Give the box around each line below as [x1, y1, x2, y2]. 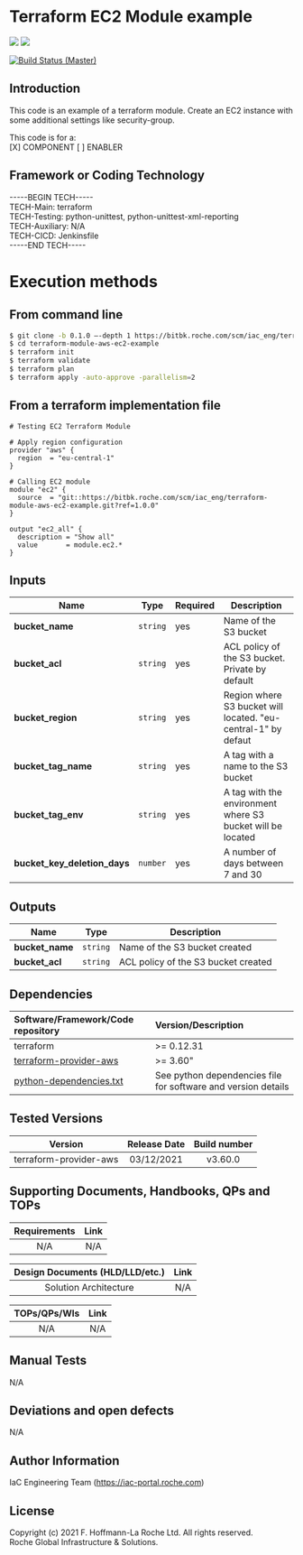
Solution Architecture [44, 1281, 134, 1293]
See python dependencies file [154, 1069, 282, 1082]
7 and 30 [223, 868, 262, 881]
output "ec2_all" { [9, 524, 83, 533]
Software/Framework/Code [14, 1014, 134, 1026]
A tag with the [223, 786, 282, 799]
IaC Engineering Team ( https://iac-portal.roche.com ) [9, 1477, 205, 1488]
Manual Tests [9, 1353, 87, 1368]
